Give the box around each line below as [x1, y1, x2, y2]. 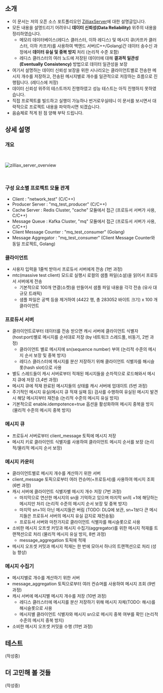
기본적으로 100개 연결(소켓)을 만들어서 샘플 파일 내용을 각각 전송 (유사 [19, 285, 152, 290]
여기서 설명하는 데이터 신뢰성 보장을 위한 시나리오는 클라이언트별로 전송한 [12, 67, 152, 73]
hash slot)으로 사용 [25, 365, 62, 370]
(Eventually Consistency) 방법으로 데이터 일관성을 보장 [19, 61, 128, 67]
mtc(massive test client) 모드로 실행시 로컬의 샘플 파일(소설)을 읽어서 [12, 272, 145, 278]
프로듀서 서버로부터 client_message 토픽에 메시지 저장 [12, 433, 116, 439]
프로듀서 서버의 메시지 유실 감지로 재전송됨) [32, 513, 115, 519]
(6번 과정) [12, 482, 32, 488]
